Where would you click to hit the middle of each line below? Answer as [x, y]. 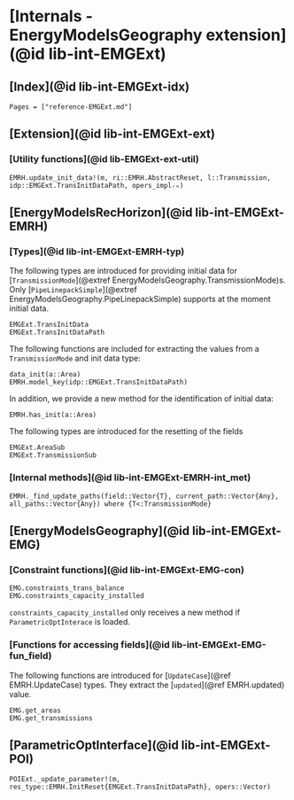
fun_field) [31, 656]
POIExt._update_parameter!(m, [65, 780]
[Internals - [51, 16]
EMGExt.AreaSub [37, 448]
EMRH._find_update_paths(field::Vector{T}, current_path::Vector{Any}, [144, 496]
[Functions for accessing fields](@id [89, 645]
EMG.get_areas [35, 711]
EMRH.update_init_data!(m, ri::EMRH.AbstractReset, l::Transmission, [140, 178]
